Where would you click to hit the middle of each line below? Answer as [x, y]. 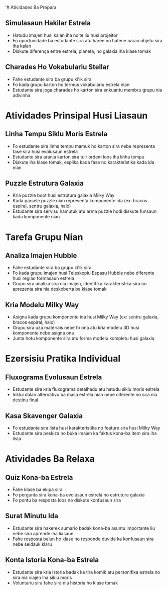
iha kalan [22, 46]
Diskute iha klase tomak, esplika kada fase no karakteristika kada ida [83, 162]
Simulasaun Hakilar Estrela [48, 23]
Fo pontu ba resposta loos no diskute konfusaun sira [67, 500]
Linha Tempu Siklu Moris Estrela [56, 134]
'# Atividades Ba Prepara [31, 7]
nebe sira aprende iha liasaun [43, 533]
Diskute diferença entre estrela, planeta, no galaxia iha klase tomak [82, 51]
